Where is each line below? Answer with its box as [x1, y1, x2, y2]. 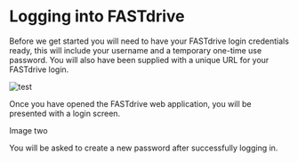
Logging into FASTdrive [9, 6, 185, 27]
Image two [9, 125, 48, 135]
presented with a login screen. [9, 108, 121, 118]
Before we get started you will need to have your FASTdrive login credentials [9, 36, 289, 46]
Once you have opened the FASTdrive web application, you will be [9, 98, 252, 109]
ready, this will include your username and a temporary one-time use [9, 45, 262, 55]
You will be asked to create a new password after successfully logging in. [9, 142, 278, 153]
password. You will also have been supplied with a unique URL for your [9, 54, 270, 65]
